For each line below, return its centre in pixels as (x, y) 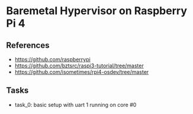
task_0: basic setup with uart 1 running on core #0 (75, 105)
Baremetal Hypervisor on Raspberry (97, 11)
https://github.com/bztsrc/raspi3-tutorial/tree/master (79, 66)
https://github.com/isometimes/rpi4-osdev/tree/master (82, 72)
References (28, 45)
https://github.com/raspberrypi (52, 59)
